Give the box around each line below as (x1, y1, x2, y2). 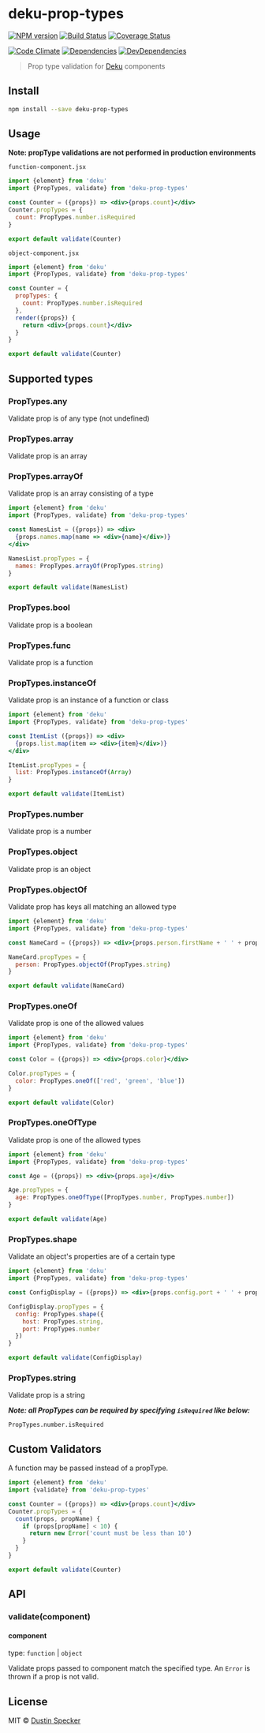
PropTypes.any (8, 395, 68, 406)
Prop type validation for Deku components (27, 61, 166, 71)
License (8, 1694, 48, 1709)
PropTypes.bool (8, 602, 71, 613)
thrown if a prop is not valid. (8, 1672, 99, 1682)
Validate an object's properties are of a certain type (8, 1252, 176, 1261)
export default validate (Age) (8, 1215, 108, 1223)
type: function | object (8, 1649, 83, 1658)
